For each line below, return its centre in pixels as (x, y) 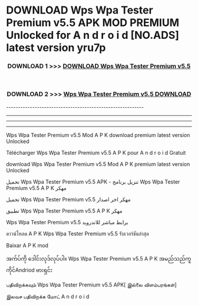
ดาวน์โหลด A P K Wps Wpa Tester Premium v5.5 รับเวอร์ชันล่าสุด (77, 234)
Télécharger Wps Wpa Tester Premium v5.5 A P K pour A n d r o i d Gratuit (96, 152)
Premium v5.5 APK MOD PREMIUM (93, 23)
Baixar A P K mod (27, 245)
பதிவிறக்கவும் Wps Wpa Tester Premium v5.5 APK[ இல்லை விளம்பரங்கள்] (91, 285)
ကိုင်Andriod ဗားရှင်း (29, 270)
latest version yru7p (56, 48)
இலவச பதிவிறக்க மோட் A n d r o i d (48, 296)
